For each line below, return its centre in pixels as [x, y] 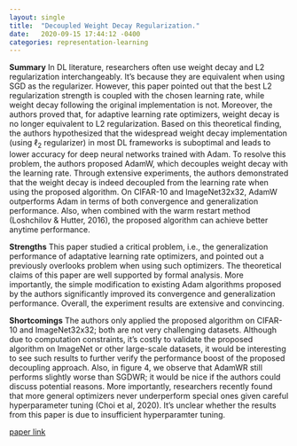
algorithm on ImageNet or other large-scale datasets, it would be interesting [148, 349]
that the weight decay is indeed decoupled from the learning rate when [139, 183]
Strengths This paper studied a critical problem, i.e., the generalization [139, 247]
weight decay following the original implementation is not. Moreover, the [141, 105]
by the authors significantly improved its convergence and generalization [142, 294]
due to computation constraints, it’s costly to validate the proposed [131, 340]
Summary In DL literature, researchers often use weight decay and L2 [137, 67]
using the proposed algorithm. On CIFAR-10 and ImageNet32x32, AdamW [143, 192]
